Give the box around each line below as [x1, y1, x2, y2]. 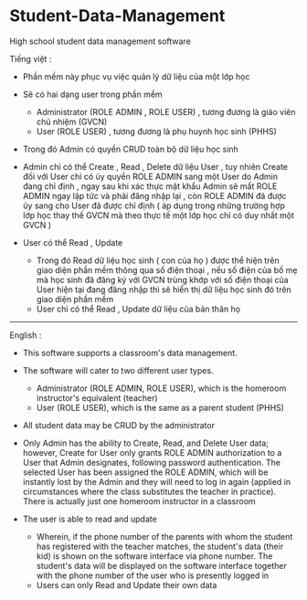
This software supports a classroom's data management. [22, 347, 238, 358]
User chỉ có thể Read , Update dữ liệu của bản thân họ [36, 303, 240, 314]
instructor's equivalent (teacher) [36, 392, 158, 403]
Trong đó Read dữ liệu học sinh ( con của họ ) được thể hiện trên [36, 255, 281, 266]
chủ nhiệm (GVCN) [36, 116, 108, 127]
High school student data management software [9, 36, 192, 47]
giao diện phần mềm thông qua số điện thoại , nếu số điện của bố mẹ [36, 264, 299, 275]
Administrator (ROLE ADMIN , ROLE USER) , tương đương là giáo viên [36, 106, 296, 117]
